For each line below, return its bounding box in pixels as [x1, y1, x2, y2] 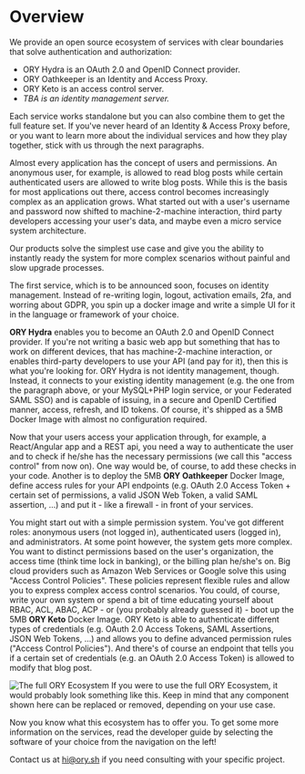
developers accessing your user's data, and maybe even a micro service [9, 215, 282, 226]
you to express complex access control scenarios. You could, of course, [9, 584, 280, 595]
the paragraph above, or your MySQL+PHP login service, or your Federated [9, 385, 292, 396]
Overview [9, 6, 85, 27]
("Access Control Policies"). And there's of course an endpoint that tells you [9, 643, 294, 654]
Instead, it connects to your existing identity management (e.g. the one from [9, 375, 295, 386]
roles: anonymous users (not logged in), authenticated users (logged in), [9, 526, 281, 537]
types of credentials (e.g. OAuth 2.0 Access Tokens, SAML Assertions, [9, 623, 275, 635]
